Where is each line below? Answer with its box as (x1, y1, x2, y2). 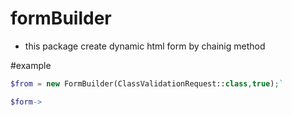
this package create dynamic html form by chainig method (24, 40, 266, 52)
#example (10, 59, 52, 71)
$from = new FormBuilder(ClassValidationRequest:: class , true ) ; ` (10, 78, 284, 89)
